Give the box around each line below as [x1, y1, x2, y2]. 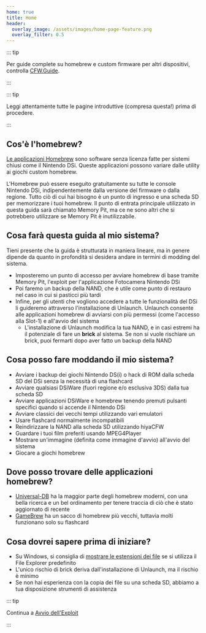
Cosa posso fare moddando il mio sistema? [6, 355, 174, 365]
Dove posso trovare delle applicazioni [6, 467, 153, 477]
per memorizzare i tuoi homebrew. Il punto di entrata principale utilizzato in [6, 199, 196, 207]
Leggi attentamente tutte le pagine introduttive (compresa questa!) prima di [6, 102, 196, 110]
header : [6, 20, 26, 26]
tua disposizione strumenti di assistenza [15, 585, 117, 593]
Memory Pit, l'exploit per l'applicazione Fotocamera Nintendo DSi [15, 278, 180, 285]
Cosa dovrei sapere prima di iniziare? [6, 536, 151, 547]
